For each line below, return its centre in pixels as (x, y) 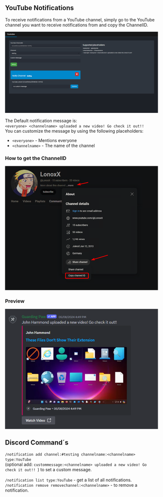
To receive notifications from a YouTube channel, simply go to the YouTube (80, 19)
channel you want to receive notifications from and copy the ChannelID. (77, 25)
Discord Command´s (37, 442)
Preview (15, 301)
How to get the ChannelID (36, 158)
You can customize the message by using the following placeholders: (74, 131)
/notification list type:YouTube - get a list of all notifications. (68, 480)
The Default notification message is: (41, 121)
